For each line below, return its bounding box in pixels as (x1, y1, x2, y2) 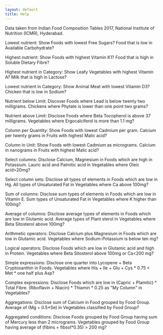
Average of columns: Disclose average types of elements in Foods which (5, 210, 151, 217)
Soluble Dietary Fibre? (5, 59, 50, 65)
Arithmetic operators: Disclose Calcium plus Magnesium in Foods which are (5, 230, 157, 236)
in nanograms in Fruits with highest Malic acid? (5, 147, 99, 153)
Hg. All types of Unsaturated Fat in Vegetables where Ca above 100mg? (5, 181, 149, 187)
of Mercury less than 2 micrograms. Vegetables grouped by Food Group (5, 319, 150, 325)
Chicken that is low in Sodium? (5, 89, 67, 94)
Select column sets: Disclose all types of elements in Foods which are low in (5, 176, 158, 182)
